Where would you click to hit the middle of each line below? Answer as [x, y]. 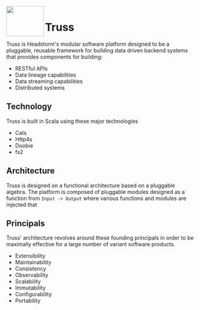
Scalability [28, 282]
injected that [22, 205]
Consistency [30, 269]
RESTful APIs [31, 68]
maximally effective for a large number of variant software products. [91, 244]
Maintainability [33, 262]
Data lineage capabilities [45, 75]
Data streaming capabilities [49, 81]
